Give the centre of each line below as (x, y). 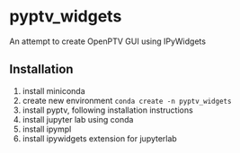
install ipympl (47, 129)
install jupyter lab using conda (78, 119)
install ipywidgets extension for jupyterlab (99, 138)
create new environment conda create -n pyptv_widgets (127, 100)
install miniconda (53, 90)
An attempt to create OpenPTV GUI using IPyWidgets (108, 41)
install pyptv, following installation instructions (107, 110)
